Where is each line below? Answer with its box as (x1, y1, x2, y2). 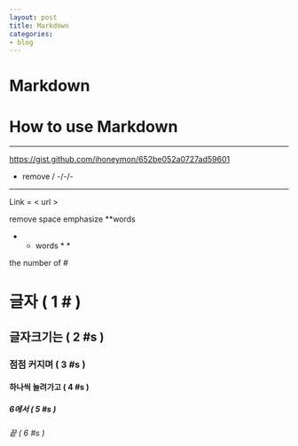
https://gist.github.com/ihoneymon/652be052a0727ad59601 (9, 154, 231, 165)
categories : (9, 29, 53, 38)
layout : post (9, 12, 58, 22)
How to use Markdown (9, 116, 178, 137)
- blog (9, 37, 34, 47)
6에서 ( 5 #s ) (9, 404, 57, 415)
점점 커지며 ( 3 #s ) (9, 358, 86, 371)
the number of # (9, 258, 69, 269)
